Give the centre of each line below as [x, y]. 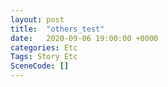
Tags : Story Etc [44, 57]
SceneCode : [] [40, 66]
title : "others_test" [57, 29]
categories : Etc [44, 47]
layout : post [37, 19]
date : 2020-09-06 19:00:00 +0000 [84, 38]
